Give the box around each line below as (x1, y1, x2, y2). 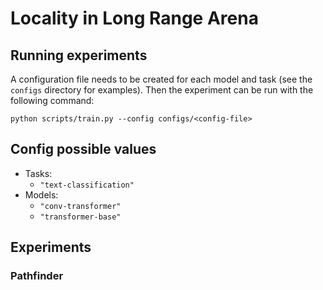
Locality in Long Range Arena (10, 7, 259, 30)
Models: (24, 188, 59, 201)
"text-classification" (39, 180, 135, 190)
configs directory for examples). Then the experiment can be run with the (10, 84, 314, 96)
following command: (10, 95, 95, 106)
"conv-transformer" (39, 201, 122, 211)
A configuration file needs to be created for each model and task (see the (10, 73, 313, 85)
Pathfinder (10, 269, 64, 283)
